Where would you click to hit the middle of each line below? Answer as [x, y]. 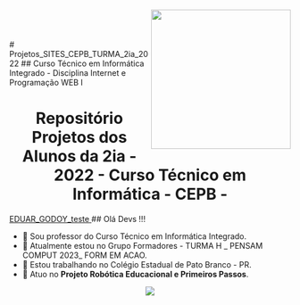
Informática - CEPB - [150, 194]
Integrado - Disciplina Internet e [68, 73]
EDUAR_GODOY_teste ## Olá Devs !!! [77, 218]
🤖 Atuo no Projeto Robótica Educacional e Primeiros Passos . [135, 274]
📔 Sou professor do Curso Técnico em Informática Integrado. [134, 236]
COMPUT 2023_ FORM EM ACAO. [84, 255]
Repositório [79, 119]
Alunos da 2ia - [79, 157]
